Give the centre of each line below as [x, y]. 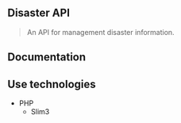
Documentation [47, 58]
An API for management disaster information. [101, 32]
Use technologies [52, 84]
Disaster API [39, 13]
